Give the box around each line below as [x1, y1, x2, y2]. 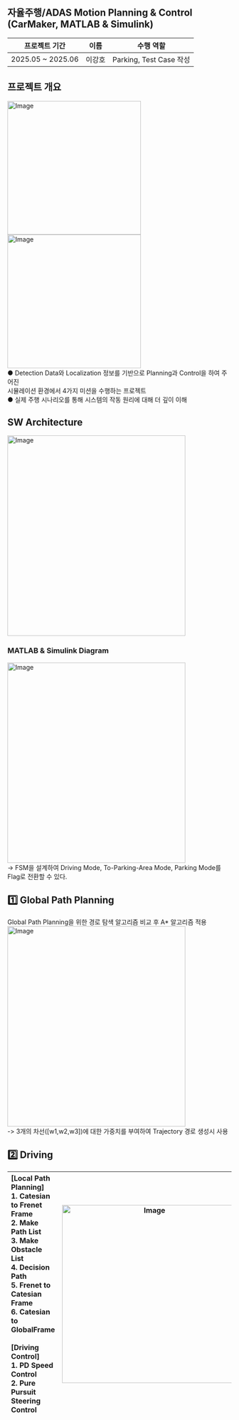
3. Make [11, 1235, 39, 1245]
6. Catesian [11, 1307, 51, 1317]
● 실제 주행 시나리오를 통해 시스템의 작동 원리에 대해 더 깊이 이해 [7, 395, 187, 404]
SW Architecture [7, 416, 83, 429]
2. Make [11, 1218, 39, 1228]
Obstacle [11, 1245, 43, 1255]
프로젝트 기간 [23, 41, 66, 51]
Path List [11, 1227, 41, 1237]
